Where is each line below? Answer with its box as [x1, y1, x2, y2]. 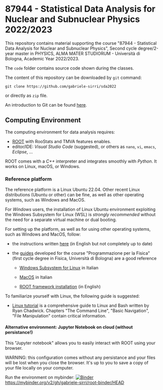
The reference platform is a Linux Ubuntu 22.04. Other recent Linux [5, 186, 140, 193]
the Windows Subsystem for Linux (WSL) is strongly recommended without [5, 212, 156, 218]
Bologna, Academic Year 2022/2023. [5, 56, 79, 61]
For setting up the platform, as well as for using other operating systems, [5, 226, 151, 232]
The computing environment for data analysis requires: [5, 129, 115, 135]
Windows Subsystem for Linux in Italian [19, 265, 99, 271]
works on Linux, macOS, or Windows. [5, 163, 80, 169]
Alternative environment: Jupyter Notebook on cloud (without [5, 324, 133, 330]
